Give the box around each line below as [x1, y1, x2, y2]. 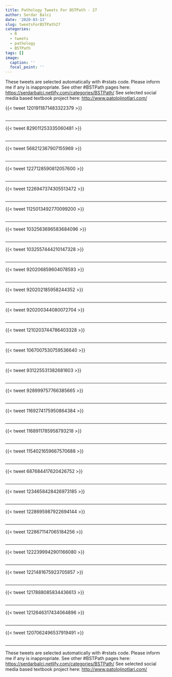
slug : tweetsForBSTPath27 [5, 22, 60, 27]
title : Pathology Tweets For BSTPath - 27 [5, 7, 97, 13]
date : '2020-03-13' [5, 17, 47, 22]
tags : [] [5, 50, 24, 55]
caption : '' [10, 60, 36, 65]
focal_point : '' [10, 65, 45, 70]
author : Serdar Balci [5, 12, 52, 17]
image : [5, 55, 19, 60]
